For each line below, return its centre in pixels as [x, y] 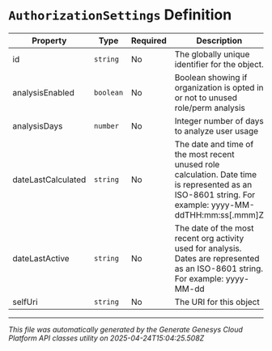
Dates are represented [217, 258]
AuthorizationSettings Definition [120, 15]
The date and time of [214, 144]
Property [49, 40]
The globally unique [212, 54]
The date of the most [214, 228]
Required [149, 40]
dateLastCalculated [49, 180]
